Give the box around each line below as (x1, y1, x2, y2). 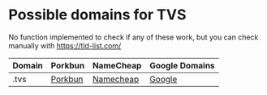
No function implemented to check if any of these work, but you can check (8, 32, 259, 42)
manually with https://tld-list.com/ (8, 40, 122, 50)
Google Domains (149, 60, 215, 71)
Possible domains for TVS (8, 6, 187, 24)
